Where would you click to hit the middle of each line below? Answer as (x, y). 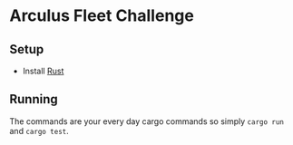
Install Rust (43, 71)
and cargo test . (39, 130)
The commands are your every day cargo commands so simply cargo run (146, 121)
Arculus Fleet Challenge (102, 16)
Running (34, 99)
